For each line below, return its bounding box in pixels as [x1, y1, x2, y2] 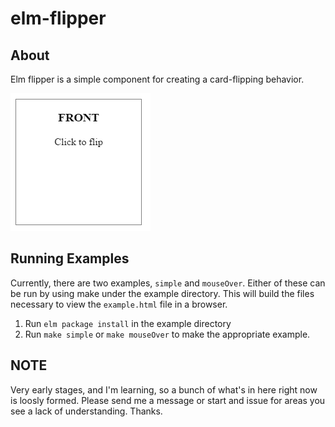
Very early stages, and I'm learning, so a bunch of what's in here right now [10, 383, 318, 396]
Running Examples [10, 250, 130, 267]
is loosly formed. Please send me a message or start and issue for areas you [10, 394, 326, 406]
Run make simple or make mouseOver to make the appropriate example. [24, 328, 311, 340]
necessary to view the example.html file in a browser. [10, 298, 228, 310]
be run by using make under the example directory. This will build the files [10, 287, 315, 299]
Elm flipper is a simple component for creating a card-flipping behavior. [10, 73, 305, 85]
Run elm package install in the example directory [24, 317, 232, 329]
